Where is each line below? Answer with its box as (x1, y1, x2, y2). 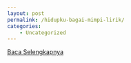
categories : (7, 23, 41, 29)
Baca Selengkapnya (7, 48, 64, 56)
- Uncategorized (19, 29, 67, 36)
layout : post (7, 10, 45, 17)
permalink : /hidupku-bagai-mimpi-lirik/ (7, 16, 125, 23)
